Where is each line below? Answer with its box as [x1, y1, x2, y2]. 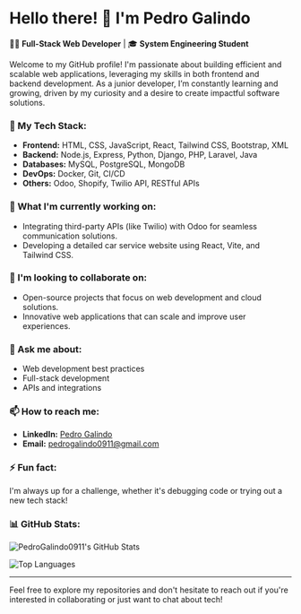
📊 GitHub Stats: [9, 517, 81, 530]
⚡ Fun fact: [9, 462, 57, 474]
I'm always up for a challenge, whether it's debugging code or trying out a [9, 485, 283, 496]
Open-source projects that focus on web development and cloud [21, 291, 262, 303]
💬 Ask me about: [9, 342, 82, 355]
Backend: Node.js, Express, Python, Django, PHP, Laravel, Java [21, 150, 258, 160]
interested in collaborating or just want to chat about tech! [9, 594, 223, 605]
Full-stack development [21, 373, 110, 384]
